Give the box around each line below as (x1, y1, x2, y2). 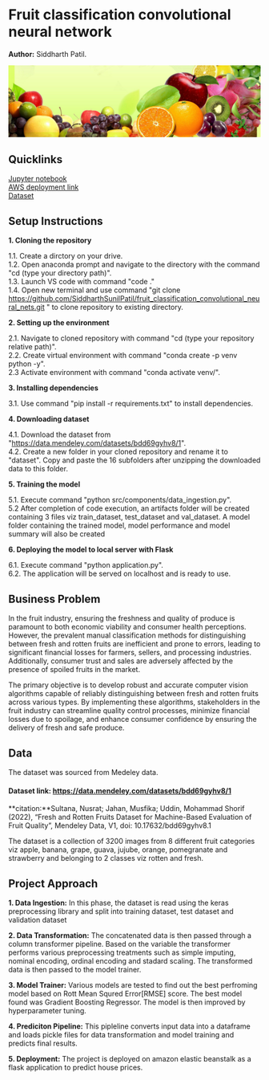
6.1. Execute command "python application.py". (8, 560, 164, 570)
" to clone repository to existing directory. (46, 303, 184, 312)
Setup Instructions (8, 214, 103, 228)
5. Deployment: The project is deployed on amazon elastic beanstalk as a (8, 1054, 252, 1063)
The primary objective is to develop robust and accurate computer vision (8, 680, 249, 690)
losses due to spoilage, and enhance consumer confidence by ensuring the (8, 715, 258, 724)
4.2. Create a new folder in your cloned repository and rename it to (8, 447, 228, 457)
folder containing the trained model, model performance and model (8, 520, 231, 531)
